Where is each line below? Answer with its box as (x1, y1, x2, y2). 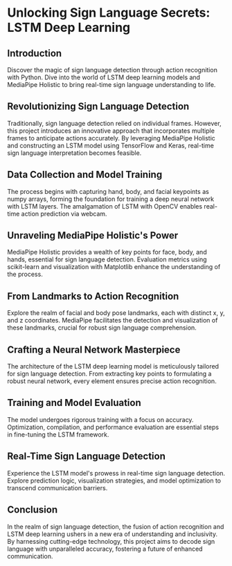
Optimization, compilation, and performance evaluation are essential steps (7, 423, 220, 431)
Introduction (7, 47, 62, 59)
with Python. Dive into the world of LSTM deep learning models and (7, 73, 201, 81)
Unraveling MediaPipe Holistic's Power (7, 229, 179, 241)
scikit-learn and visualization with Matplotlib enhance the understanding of (7, 263, 221, 271)
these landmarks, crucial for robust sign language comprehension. (7, 323, 197, 332)
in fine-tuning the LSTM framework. (7, 430, 109, 439)
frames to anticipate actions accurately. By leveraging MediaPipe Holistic (7, 134, 216, 142)
